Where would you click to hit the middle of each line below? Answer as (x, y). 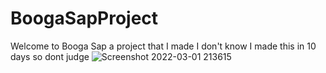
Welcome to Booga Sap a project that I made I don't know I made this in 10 (163, 46)
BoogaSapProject (84, 18)
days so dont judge (50, 56)
